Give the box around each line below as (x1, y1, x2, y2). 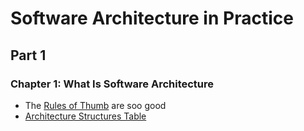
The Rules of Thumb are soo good (24, 99, 167, 111)
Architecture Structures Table (24, 110, 147, 122)
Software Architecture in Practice (10, 7, 294, 30)
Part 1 (10, 47, 47, 64)
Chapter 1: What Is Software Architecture (10, 77, 215, 91)
